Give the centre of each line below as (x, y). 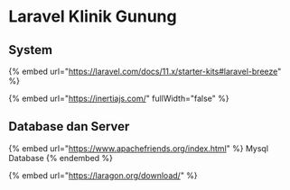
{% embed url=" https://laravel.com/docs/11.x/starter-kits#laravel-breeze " (145, 71)
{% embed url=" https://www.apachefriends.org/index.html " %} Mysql (138, 148)
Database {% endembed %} (61, 158)
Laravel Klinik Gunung (93, 17)
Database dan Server (69, 127)
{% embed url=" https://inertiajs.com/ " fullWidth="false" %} (119, 98)
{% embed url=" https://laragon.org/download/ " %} (103, 175)
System (31, 50)
